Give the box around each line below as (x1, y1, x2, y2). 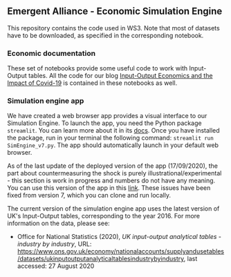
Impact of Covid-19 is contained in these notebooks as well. (7, 79, 178, 87)
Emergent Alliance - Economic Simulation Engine (7, 6, 223, 17)
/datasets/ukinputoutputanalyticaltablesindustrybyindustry (17, 255, 185, 263)
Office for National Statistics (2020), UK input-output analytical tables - (17, 233, 222, 241)
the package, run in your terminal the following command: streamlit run (7, 134, 214, 142)
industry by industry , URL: (17, 240, 92, 248)
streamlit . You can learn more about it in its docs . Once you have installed (7, 126, 220, 135)
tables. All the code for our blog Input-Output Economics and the (28, 72, 213, 80)
